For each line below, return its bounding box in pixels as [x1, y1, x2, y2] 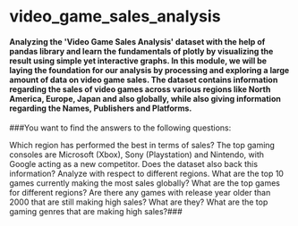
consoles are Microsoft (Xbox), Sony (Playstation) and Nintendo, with [9, 149, 264, 160]
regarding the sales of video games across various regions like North [9, 83, 271, 95]
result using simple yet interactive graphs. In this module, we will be [9, 55, 267, 66]
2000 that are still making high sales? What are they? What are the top [9, 197, 268, 207]
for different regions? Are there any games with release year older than [9, 188, 271, 198]
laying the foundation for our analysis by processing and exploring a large [9, 64, 290, 75]
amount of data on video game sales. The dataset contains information [9, 74, 278, 85]
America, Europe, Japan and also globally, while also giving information [9, 93, 282, 104]
